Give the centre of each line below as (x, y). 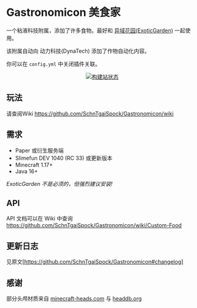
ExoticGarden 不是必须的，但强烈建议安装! (60, 183)
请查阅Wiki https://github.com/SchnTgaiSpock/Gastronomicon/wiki (90, 114)
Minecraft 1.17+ (34, 165)
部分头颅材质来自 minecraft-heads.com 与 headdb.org (74, 299)
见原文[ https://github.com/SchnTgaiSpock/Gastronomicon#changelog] (95, 262)
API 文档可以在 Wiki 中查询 (40, 219)
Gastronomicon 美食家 (64, 12)
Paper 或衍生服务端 (39, 150)
